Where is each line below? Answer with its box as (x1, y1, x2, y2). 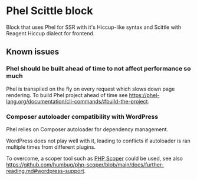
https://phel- (129, 91, 160, 98)
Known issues (6, 47, 60, 57)
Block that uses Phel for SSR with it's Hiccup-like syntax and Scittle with (6, 24, 182, 31)
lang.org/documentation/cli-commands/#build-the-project (6, 98, 148, 105)
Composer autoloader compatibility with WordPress (6, 112, 158, 121)
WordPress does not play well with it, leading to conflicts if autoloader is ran (6, 137, 191, 144)
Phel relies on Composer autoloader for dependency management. (6, 125, 169, 133)
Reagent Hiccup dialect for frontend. (6, 29, 95, 36)
